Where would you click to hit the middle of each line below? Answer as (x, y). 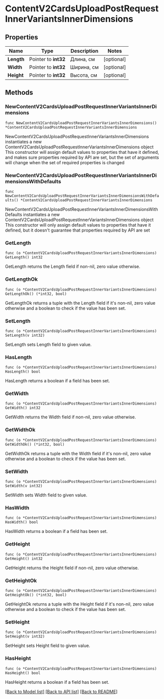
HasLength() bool (23, 372)
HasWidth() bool (22, 522)
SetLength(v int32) (25, 335)
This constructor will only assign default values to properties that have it (78, 225)
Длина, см (83, 59)
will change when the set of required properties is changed (65, 162)
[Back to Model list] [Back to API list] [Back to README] (61, 692)
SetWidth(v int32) (24, 486)
